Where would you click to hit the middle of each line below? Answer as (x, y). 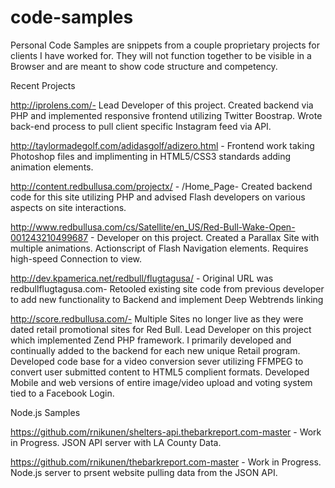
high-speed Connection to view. (76, 258)
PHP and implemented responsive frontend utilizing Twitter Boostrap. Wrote (166, 115)
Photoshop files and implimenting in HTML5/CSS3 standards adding (151, 156)
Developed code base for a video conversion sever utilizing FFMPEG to (157, 361)
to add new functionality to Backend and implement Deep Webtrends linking (167, 299)
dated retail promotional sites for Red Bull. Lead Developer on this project (161, 329)
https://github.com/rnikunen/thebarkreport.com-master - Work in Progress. (166, 462)
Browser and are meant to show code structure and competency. (144, 66)
